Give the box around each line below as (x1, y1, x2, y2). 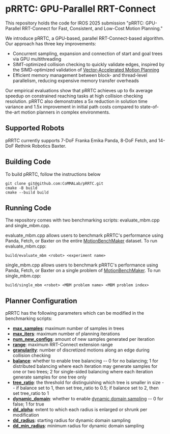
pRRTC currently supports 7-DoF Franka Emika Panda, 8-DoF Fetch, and (5, 137, 157, 143)
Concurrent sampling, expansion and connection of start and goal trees (12, 50, 163, 57)
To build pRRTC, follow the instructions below (5, 171, 101, 177)
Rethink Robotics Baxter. (15, 143, 67, 149)
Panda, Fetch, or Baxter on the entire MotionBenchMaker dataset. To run (5, 238, 158, 244)
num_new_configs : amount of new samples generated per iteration (12, 336, 155, 342)
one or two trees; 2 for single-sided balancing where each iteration (12, 369, 153, 375)
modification (12, 412, 39, 418)
